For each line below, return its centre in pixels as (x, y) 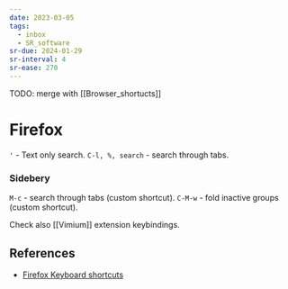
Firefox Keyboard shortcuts (73, 275)
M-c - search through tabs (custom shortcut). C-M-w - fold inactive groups (144, 198)
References (42, 253)
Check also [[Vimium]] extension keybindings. (94, 225)
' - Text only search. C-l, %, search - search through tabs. (119, 155)
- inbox (32, 34)
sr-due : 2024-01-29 (46, 51)
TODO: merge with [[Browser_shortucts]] (85, 93)
